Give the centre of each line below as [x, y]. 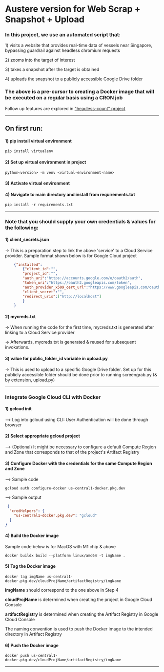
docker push [17, 656]
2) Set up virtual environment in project [46, 162]
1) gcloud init [18, 409]
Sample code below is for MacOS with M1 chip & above [61, 546]
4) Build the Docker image [32, 536]
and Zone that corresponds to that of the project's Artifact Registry [72, 452]
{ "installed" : [28, 265]
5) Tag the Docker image [31, 566]
